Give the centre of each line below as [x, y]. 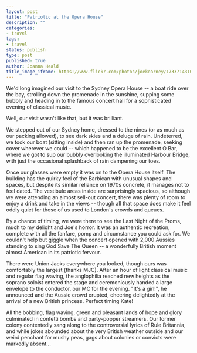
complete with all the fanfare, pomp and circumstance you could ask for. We [98, 234]
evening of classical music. [39, 107]
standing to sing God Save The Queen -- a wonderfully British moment [91, 246]
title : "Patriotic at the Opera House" [55, 17]
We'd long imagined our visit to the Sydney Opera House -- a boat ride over [97, 88]
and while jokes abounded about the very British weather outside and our [95, 331]
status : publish [26, 50]
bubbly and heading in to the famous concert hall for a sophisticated [89, 101]
